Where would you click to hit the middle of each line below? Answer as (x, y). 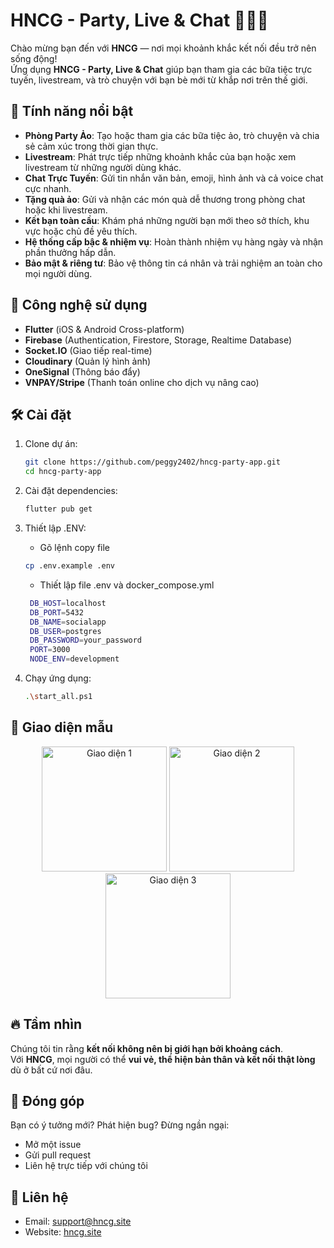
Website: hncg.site (63, 1232)
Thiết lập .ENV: (55, 528)
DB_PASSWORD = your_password (85, 640)
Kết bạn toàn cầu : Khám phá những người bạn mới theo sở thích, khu (167, 220)
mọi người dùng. (58, 273)
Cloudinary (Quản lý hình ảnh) (88, 361)
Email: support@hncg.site (78, 1221)
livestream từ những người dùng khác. (103, 167)
